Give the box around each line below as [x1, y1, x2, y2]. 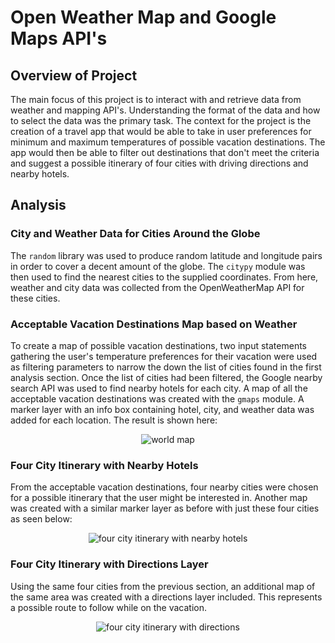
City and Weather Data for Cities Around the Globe [10, 227, 261, 241]
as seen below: [10, 513, 73, 525]
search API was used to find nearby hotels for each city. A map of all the [10, 382, 308, 394]
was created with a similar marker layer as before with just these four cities [10, 502, 320, 515]
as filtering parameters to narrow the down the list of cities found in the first [10, 361, 322, 373]
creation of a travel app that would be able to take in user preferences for [10, 126, 312, 137]
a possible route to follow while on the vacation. [10, 601, 208, 613]
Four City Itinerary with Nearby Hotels [10, 458, 199, 472]
